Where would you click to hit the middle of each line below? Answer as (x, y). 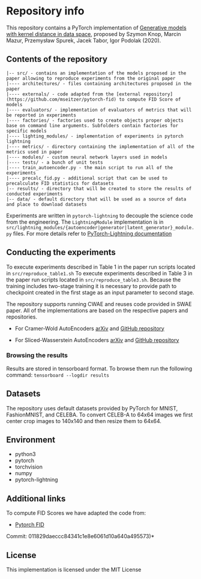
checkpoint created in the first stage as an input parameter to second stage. (100, 292)
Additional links (36, 498)
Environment (31, 440)
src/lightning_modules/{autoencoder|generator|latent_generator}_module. (100, 227)
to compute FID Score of (150, 99)
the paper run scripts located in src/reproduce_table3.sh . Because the (94, 280)
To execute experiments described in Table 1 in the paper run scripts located (101, 267)
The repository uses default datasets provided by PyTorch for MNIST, (92, 408)
